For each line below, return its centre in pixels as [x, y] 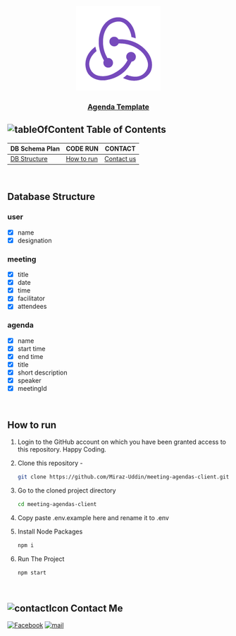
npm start [32, 572]
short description [42, 372]
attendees [32, 307]
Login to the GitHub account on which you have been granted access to [122, 442]
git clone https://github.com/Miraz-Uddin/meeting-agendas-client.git [123, 477]
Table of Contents [126, 130]
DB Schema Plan [35, 149]
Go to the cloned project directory [67, 490]
